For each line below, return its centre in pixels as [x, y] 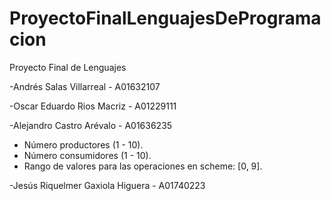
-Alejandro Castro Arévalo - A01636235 [91, 125]
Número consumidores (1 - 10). [87, 155]
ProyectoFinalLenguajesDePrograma [165, 18]
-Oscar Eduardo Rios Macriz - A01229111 [93, 106]
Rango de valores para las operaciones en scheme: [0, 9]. [143, 166]
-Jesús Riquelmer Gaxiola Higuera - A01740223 [107, 185]
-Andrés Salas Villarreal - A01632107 [85, 86]
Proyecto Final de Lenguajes [68, 67]
